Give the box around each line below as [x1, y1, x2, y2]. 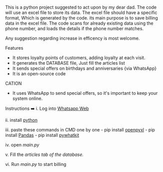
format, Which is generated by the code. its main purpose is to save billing [5, 15, 158, 21]
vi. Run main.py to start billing [5, 161, 66, 167]
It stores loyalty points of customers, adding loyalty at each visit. [12, 55, 145, 61]
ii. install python [5, 117, 37, 123]
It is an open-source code [12, 71, 66, 77]
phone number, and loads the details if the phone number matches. [5, 26, 144, 32]
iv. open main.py [5, 142, 39, 147]
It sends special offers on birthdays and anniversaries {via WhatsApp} [12, 65, 157, 71]
